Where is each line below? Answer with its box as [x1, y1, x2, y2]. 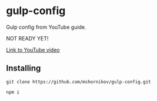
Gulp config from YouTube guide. [6, 23, 86, 31]
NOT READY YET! [6, 35, 49, 42]
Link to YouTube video [6, 46, 60, 53]
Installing [6, 63, 41, 73]
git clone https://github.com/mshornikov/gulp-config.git [6, 79, 151, 85]
